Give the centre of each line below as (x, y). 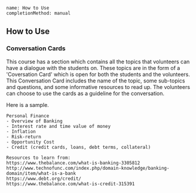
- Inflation (21, 131)
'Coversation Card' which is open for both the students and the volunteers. (98, 74)
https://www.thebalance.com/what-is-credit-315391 (71, 184)
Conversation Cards (36, 48)
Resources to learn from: (38, 158)
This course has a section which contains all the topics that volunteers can (98, 62)
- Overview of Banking (34, 121)
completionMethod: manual (38, 13)
